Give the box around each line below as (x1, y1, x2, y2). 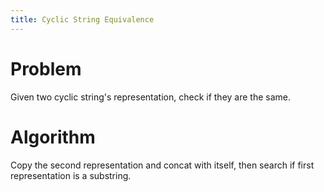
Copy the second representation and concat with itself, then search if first (10, 159, 315, 171)
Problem (10, 57, 82, 80)
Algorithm (10, 126, 96, 148)
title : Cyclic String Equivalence (10, 14, 155, 25)
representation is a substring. (10, 169, 132, 181)
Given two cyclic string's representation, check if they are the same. (10, 91, 292, 103)
